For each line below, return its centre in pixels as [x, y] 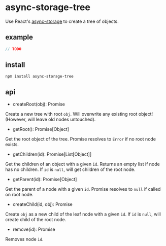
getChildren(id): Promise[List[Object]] [52, 154]
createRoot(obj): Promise [39, 104]
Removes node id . [25, 239]
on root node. [20, 195]
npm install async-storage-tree [39, 77]
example [19, 37]
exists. [12, 145]
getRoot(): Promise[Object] [41, 129]
